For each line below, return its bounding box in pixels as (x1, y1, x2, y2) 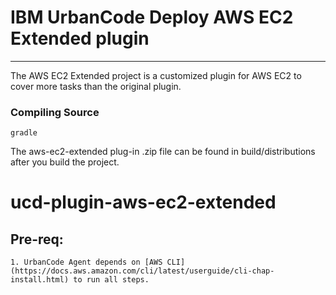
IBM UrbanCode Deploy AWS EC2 (10, 6, 294, 29)
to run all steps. (73, 275, 150, 285)
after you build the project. (10, 156, 120, 168)
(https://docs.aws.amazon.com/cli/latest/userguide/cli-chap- (10, 266, 275, 276)
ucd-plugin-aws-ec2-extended (10, 191, 277, 214)
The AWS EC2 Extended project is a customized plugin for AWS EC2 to (10, 69, 302, 81)
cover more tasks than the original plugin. (10, 80, 182, 92)
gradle (10, 128, 38, 138)
